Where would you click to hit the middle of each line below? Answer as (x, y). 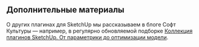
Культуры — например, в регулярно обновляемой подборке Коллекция (99, 31)
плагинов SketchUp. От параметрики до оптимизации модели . (87, 37)
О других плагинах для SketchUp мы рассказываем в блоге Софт (91, 24)
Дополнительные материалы (66, 10)
